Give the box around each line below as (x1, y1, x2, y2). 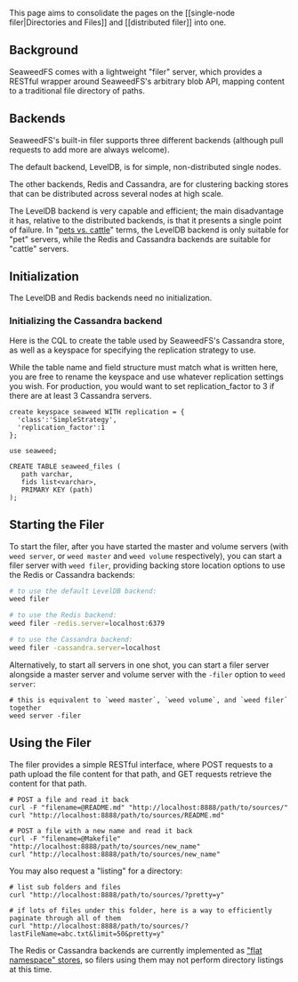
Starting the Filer (9, 517, 105, 532)
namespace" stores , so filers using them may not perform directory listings (9, 954, 284, 965)
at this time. (9, 963, 52, 974)
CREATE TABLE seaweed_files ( (9, 462, 122, 471)
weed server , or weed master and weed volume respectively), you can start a (9, 550, 282, 561)
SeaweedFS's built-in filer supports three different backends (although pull (9, 134, 284, 145)
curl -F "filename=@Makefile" (9, 834, 122, 843)
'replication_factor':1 (17, 423, 105, 432)
